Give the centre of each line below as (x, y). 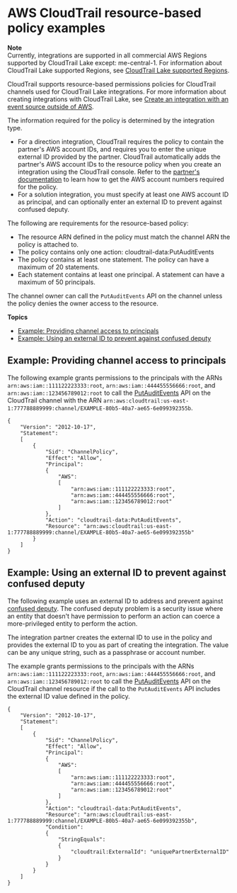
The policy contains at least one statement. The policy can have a (113, 259)
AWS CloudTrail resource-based (104, 13)
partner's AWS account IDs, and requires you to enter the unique (112, 149)
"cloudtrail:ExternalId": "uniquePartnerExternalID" (150, 852)
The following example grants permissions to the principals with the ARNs (115, 378)
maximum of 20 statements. (58, 266)
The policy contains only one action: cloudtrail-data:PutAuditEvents (116, 252)
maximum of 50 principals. (56, 282)
